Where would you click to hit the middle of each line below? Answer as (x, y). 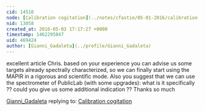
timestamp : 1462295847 (35, 35)
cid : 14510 (20, 12)
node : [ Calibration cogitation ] (47, 18)
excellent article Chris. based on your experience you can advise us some (99, 63)
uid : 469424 (21, 40)
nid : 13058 (20, 23)
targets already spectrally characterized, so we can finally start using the (98, 70)
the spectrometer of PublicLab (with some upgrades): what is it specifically (101, 82)
